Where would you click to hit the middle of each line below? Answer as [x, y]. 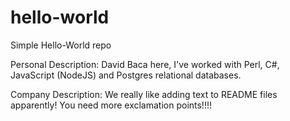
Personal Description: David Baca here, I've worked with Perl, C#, [145, 64]
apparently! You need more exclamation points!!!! [111, 105]
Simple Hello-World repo [61, 45]
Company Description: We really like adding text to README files [144, 94]
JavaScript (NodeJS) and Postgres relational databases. [126, 75]
